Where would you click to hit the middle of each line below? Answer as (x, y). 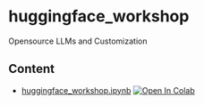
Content (32, 69)
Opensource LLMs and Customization (78, 41)
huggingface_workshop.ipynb (76, 90)
